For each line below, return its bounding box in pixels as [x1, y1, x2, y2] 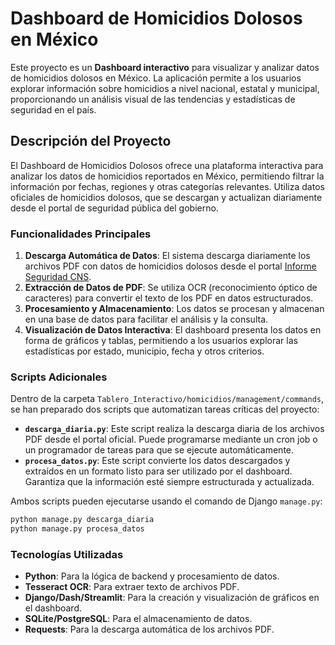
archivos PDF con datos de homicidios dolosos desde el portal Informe [24, 260, 317, 272]
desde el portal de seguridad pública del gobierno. [10, 202, 219, 214]
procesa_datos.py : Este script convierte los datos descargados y [24, 455, 291, 467]
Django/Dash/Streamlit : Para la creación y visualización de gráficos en [24, 592, 320, 604]
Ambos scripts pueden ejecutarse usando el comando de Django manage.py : [10, 495, 323, 507]
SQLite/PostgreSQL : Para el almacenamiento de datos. [24, 613, 253, 625]
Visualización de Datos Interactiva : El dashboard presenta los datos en [24, 324, 322, 336]
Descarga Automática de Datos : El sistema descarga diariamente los [24, 250, 311, 262]
